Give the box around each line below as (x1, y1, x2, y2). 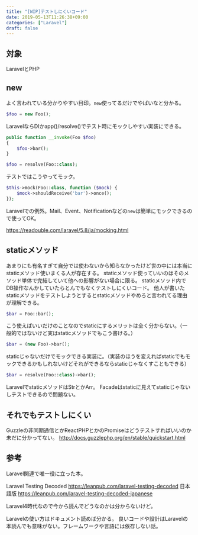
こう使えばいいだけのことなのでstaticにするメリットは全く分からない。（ (6, 322, 183, 329)
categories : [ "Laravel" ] (6, 20, 67, 25)
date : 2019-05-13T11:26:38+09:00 (6, 14, 89, 20)
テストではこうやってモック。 (6, 173, 79, 181)
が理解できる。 (6, 299, 43, 306)
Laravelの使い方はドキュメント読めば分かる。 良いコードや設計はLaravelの (6, 515, 188, 522)
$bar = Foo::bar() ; (6, 311, 54, 317)
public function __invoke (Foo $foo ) (6, 134, 96, 140)
